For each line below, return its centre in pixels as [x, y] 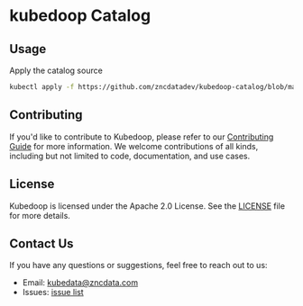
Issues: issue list [53, 292]
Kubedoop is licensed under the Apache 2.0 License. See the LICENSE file [147, 206]
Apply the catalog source [56, 70]
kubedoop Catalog [80, 16]
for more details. [40, 215]
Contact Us [41, 243]
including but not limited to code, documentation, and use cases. [130, 156]
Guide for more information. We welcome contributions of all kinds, [134, 146]
